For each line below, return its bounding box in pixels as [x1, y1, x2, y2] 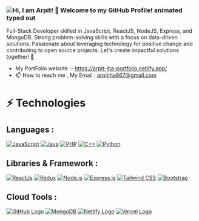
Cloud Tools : [6, 191, 57, 202]
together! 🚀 [6, 53, 35, 61]
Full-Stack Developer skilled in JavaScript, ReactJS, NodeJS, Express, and [6, 27, 192, 35]
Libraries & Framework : [6, 158, 98, 168]
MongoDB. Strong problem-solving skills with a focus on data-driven [6, 34, 178, 41]
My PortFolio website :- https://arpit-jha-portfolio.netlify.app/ [15, 65, 167, 72]
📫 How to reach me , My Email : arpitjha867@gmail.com [15, 71, 157, 79]
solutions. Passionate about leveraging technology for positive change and [6, 40, 193, 48]
